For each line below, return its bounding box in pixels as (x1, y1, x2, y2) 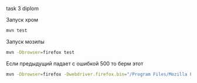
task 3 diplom (6, 5, 39, 12)
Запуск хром (6, 16, 39, 23)
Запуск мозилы (6, 38, 45, 45)
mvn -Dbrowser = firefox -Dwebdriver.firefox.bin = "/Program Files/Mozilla (6, 71, 188, 77)
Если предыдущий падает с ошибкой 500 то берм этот (6, 60, 144, 67)
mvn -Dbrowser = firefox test (6, 49, 75, 55)
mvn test (6, 27, 28, 33)
